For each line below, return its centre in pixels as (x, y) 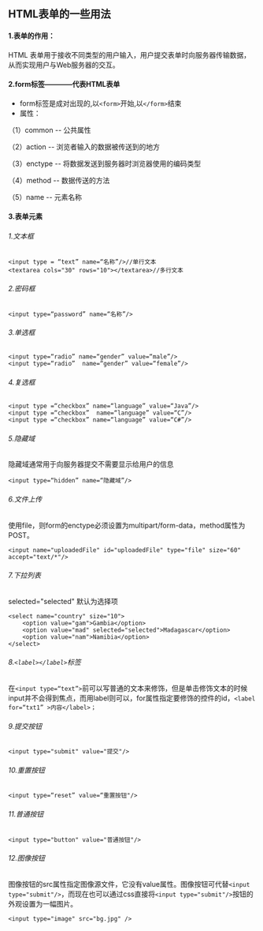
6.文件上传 (25, 499)
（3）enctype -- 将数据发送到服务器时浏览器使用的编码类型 (105, 163)
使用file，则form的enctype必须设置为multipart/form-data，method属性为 (127, 525)
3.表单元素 (26, 216)
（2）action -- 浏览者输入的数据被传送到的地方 (84, 146)
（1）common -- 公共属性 (50, 130)
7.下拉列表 (25, 576)
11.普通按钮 (26, 814)
